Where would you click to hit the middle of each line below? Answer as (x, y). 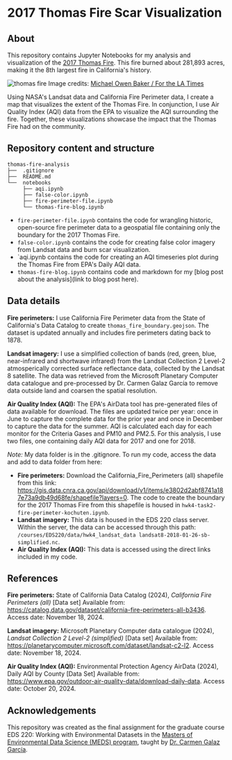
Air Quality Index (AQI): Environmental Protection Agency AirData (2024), (113, 667)
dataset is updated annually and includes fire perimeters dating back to (109, 333)
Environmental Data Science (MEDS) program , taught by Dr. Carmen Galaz (114, 742)
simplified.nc (38, 542)
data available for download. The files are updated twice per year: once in (113, 411)
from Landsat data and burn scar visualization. (84, 249)
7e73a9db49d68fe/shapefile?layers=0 (72, 497)
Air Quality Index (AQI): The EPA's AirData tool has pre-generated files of (113, 404)
